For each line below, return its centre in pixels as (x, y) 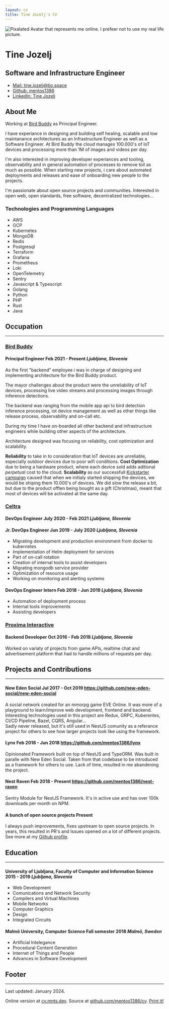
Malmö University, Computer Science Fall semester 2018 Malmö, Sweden (83, 931)
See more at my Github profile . (37, 837)
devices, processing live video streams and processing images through (79, 390)
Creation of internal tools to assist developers (60, 563)
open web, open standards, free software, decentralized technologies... (79, 196)
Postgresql (24, 247)
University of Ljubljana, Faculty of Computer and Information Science (79, 871)
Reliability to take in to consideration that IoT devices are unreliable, (76, 456)
